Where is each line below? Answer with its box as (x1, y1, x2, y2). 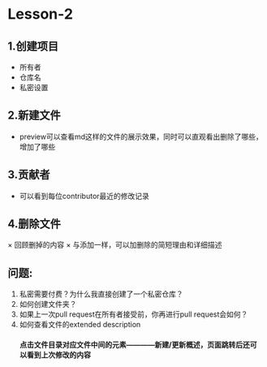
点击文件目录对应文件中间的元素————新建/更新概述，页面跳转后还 (19, 339, 251, 349)
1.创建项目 (7, 39, 59, 53)
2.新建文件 (7, 109, 62, 123)
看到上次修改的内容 (26, 350, 91, 360)
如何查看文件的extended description (19, 320, 141, 330)
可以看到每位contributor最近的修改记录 (19, 191, 149, 201)
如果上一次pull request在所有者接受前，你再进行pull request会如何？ (19, 309, 248, 319)
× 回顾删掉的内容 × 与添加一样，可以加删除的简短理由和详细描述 (7, 240, 222, 250)
